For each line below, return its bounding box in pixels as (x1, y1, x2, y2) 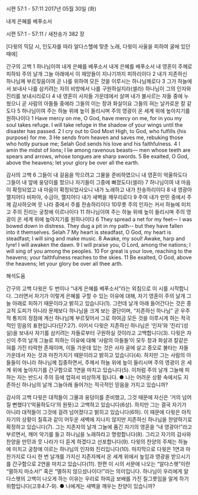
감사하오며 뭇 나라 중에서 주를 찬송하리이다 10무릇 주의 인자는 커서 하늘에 (12, 201, 180, 208)
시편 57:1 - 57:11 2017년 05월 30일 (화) (6, 5, 96, 12)
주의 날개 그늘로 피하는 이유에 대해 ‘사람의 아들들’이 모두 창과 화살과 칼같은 (17, 337, 189, 343)
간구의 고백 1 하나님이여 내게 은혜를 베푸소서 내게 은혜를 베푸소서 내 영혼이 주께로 (6, 63, 193, 70)
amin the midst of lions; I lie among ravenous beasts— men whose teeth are (6, 147, 191, 153)
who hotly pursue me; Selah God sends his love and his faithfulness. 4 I (6, 140, 180, 147)
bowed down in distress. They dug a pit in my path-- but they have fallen (6, 223, 183, 229)
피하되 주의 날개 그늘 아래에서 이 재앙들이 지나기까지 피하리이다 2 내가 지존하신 (6, 70, 187, 77)
